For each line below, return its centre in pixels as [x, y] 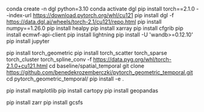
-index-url [19, 15]
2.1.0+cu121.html [27, 66]
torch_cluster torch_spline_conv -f [49, 59]
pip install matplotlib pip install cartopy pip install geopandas [82, 90]
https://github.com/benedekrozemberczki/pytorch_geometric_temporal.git [100, 72]
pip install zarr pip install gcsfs [45, 102]
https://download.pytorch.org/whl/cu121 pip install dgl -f [103, 15]
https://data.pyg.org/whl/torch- [133, 59]
